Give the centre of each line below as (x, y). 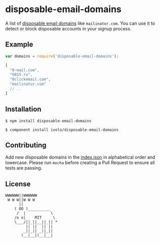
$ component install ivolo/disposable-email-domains (62, 130)
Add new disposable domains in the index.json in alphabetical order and (80, 157)
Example (19, 45)
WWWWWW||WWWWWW (21, 196)
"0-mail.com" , (25, 70)
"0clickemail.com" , (30, 79)
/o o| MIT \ (35, 218)
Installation (23, 109)
